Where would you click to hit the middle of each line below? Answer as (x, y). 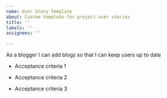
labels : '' (19, 28)
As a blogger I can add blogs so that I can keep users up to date (83, 55)
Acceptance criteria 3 (41, 89)
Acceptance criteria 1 (40, 66)
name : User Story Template (39, 11)
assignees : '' (24, 33)
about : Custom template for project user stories (68, 17)
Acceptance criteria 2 (41, 78)
